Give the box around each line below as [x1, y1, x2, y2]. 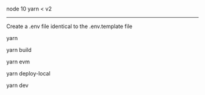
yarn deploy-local [6, 70, 51, 77]
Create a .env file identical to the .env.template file [6, 23, 133, 30]
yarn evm [6, 58, 31, 65]
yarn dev [6, 82, 29, 89]
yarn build [6, 46, 32, 54]
